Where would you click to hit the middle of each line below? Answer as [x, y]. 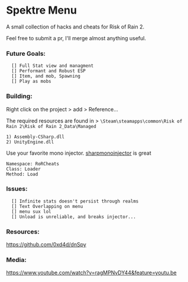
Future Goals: [26, 53]
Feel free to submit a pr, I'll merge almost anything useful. [76, 38]
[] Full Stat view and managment [53, 66]
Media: [16, 260]
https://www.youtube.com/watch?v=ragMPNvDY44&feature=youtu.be [92, 273]
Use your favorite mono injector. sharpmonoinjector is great [79, 153]
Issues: [17, 189]
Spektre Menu [41, 10]
